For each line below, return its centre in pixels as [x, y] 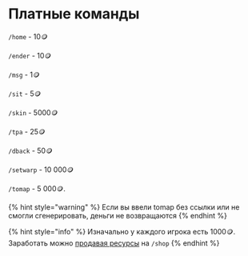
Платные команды [74, 14]
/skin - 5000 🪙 [33, 112]
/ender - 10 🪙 [30, 55]
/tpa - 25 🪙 [27, 131]
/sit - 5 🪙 [25, 94]
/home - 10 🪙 [28, 36]
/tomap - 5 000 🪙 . [37, 188]
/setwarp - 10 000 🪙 [41, 170]
